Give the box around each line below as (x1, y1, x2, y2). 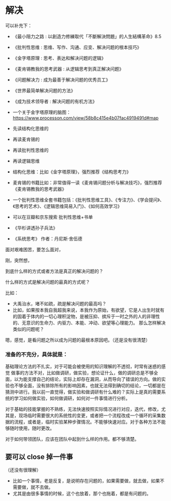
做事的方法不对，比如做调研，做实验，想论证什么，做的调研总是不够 (11, 370, 154, 376)
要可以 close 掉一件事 (5, 452, 73, 461)
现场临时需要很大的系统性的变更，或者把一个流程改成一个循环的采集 (18, 412, 161, 418)
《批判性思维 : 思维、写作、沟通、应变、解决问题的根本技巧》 (12, 44, 141, 50)
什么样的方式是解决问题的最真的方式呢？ (5, 279, 90, 285)
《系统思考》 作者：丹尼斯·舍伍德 (12, 235, 82, 242)
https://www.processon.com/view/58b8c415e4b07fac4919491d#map (12, 115, 159, 121)
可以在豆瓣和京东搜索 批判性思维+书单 (12, 214, 93, 220)
